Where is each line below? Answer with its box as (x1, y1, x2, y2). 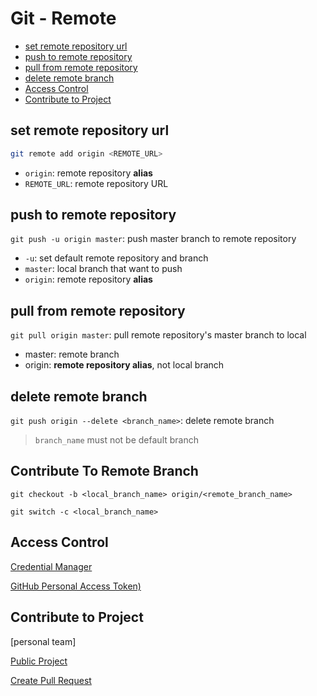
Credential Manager (10, 560, 93, 572)
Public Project (10, 655, 68, 667)
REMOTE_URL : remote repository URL (24, 177, 169, 189)
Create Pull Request (10, 674, 92, 686)
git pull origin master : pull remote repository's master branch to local (10, 329, 307, 341)
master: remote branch (24, 348, 120, 361)
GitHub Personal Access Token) (10, 580, 142, 592)
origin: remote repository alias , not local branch (24, 359, 225, 371)
